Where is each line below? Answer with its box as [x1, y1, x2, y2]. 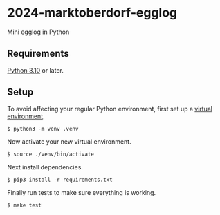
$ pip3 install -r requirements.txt [7, 176, 113, 183]
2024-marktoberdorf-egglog [7, 5, 178, 21]
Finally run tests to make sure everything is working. [7, 188, 156, 196]
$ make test [7, 202, 42, 209]
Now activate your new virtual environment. [7, 137, 131, 146]
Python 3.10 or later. [7, 66, 64, 74]
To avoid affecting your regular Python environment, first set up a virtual [7, 104, 213, 113]
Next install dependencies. [7, 162, 83, 171]
